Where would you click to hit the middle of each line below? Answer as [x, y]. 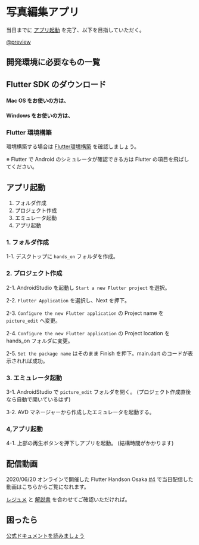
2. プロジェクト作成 [34, 274]
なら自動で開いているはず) [38, 399]
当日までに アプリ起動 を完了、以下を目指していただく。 [75, 30]
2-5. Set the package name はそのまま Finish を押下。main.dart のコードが [97, 353]
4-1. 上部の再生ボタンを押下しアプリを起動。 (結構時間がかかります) [90, 443]
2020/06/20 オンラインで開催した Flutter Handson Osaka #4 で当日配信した [100, 479]
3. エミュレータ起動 [34, 378]
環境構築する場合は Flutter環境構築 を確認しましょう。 [73, 146]
